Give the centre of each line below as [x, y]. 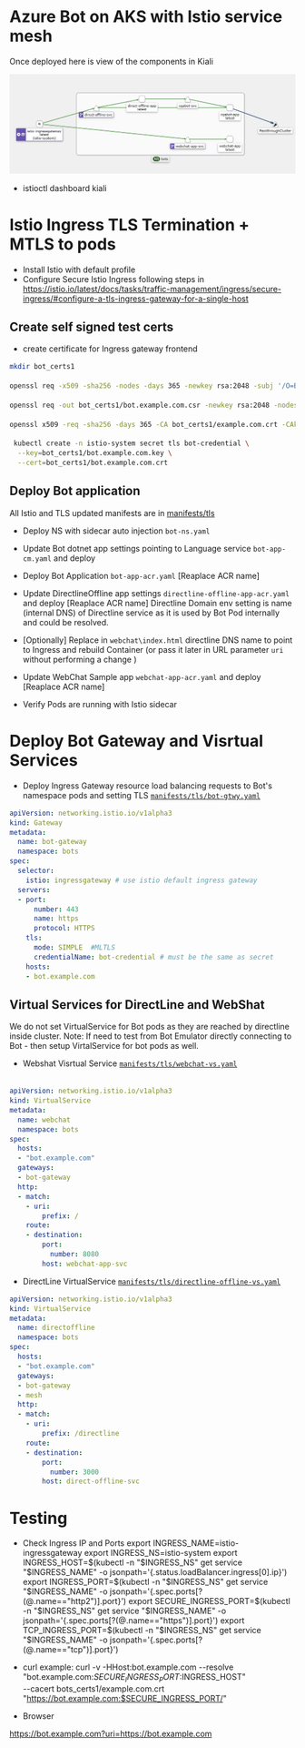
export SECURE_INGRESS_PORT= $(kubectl [209, 1601]
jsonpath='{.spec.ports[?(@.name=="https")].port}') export [133, 1621]
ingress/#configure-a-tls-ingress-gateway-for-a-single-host [136, 299]
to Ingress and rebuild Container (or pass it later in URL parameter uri [153, 649]
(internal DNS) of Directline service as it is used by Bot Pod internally [151, 613]
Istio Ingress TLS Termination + [129, 224]
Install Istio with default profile [79, 269]
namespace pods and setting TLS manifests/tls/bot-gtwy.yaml [141, 795]
